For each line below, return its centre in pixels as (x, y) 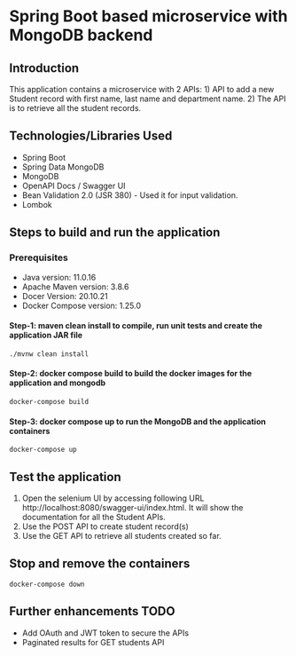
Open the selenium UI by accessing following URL (113, 498)
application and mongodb (58, 383)
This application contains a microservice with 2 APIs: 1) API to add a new (142, 89)
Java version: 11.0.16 (59, 277)
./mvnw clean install (49, 354)
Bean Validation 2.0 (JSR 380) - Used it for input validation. (130, 195)
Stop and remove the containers (100, 564)
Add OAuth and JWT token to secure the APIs (105, 633)
